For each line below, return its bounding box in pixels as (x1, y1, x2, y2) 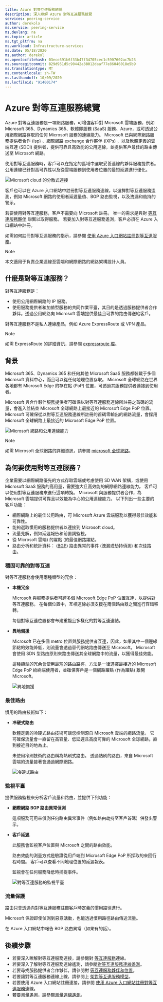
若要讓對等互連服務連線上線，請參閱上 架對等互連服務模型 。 (12, 974, 133, 979)
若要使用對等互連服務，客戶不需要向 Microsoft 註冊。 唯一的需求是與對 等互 (5, 210, 157, 216)
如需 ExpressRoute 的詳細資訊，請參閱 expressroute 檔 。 (5, 341, 119, 347)
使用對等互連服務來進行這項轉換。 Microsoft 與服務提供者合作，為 (9, 490, 142, 495)
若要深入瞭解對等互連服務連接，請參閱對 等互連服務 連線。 (12, 955, 129, 961)
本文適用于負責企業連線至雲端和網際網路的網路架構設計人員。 (5, 259, 129, 264)
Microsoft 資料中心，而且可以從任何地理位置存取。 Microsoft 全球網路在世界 (5, 377, 158, 383)
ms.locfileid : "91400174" (5, 80, 57, 85)
